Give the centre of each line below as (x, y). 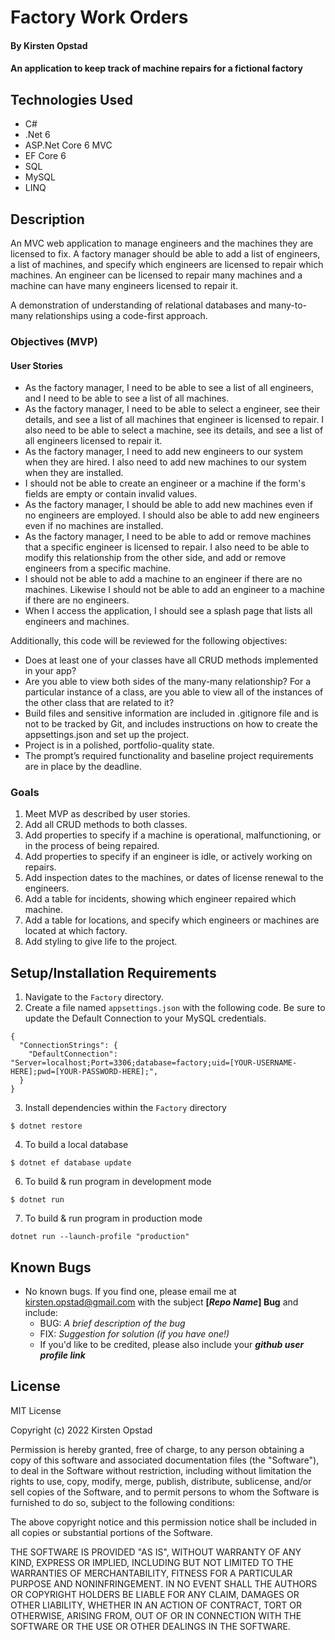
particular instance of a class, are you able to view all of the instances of (174, 692)
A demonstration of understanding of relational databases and (138, 305)
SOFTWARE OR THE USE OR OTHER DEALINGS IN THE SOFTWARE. (150, 1626)
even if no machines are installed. (94, 526)
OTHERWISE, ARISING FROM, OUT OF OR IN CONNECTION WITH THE (156, 1615)
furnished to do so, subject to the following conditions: (122, 1502)
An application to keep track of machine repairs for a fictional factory (156, 68)
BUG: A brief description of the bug (112, 1323)
